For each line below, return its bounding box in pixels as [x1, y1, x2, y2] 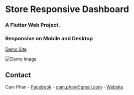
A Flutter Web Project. [5, 22, 60, 29]
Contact [5, 70, 31, 79]
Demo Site [5, 46, 27, 52]
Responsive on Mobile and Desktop [5, 35, 93, 42]
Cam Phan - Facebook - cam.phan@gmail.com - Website [5, 84, 123, 90]
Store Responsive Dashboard [5, 4, 129, 15]
